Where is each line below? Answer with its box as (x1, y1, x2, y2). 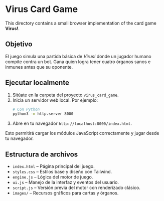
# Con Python (12, 107, 40, 112)
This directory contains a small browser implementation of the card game (5, 20, 156, 26)
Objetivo (5, 40, 33, 49)
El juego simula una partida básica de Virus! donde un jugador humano (5, 53, 151, 59)
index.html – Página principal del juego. (12, 163, 95, 169)
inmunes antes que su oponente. (5, 64, 73, 70)
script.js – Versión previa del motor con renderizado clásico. (12, 184, 140, 191)
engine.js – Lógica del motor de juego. (12, 174, 93, 180)
